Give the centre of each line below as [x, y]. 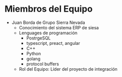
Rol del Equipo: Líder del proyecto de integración [68, 69]
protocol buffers [43, 64]
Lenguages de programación [48, 33]
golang [33, 58]
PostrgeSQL [38, 38]
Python [34, 53]
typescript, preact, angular [53, 43]
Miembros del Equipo [49, 9]
